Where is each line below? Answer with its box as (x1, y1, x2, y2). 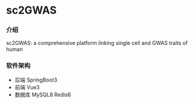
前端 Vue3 (14, 83, 40, 90)
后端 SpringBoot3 (14, 76, 58, 83)
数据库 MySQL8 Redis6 (14, 91, 71, 98)
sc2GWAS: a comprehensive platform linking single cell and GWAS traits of (6, 40, 188, 47)
